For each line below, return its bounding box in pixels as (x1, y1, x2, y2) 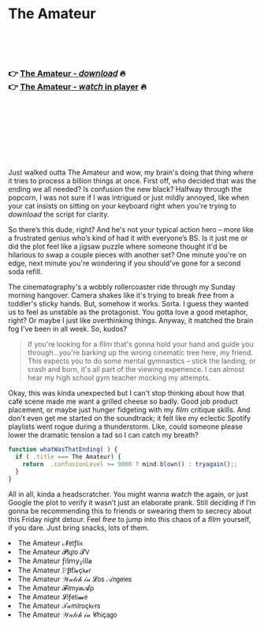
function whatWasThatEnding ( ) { (8, 445, 118, 454)
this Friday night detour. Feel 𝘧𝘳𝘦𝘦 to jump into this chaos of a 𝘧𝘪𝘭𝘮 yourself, (8, 514, 251, 524)
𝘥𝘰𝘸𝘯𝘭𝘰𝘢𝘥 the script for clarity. (8, 210, 110, 220)
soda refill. (8, 267, 43, 276)
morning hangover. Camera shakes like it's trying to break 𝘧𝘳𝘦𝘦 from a (8, 291, 235, 300)
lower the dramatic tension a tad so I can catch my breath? (8, 430, 199, 440)
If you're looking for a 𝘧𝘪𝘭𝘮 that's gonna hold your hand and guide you (27, 340, 254, 349)
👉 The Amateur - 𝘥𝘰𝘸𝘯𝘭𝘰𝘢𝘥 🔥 (8, 68, 126, 79)
